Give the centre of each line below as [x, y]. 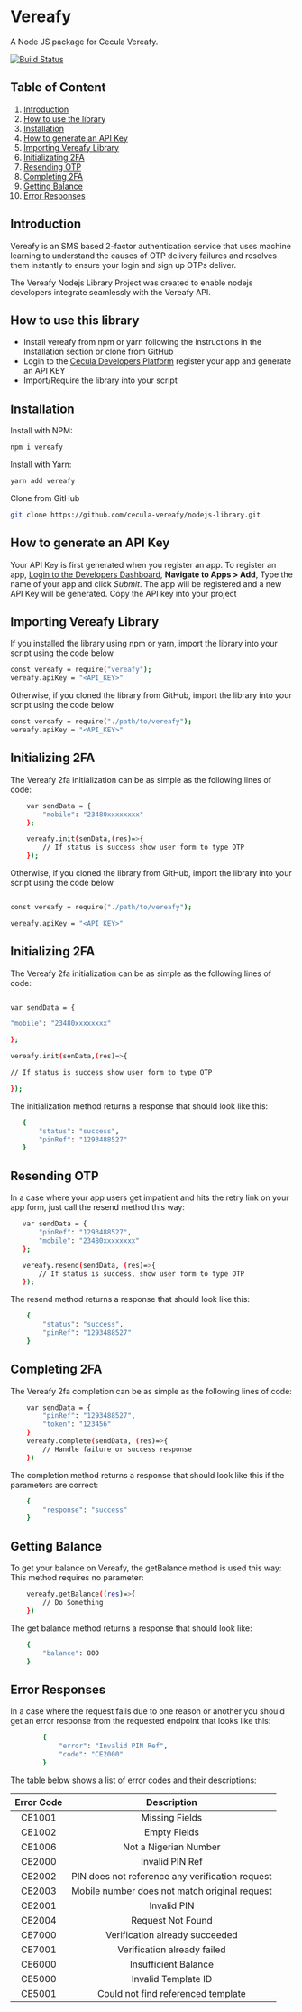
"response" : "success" [85, 1510]
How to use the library [64, 118]
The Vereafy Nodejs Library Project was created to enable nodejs [132, 283]
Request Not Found [172, 1920]
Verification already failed [172, 1950]
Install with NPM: [41, 431]
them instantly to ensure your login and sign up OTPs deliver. [124, 265]
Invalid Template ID [172, 1979]
